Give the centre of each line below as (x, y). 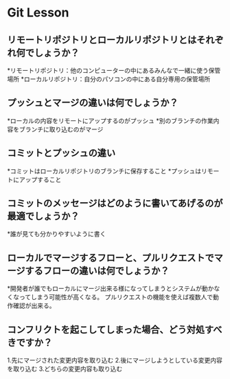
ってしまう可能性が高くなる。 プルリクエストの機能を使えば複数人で (116, 297)
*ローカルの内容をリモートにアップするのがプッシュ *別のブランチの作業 (110, 120)
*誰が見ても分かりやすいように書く (57, 234)
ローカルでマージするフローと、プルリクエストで (111, 258)
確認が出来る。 (34, 306)
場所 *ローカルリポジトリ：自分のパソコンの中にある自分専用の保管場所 (109, 79)
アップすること (40, 180)
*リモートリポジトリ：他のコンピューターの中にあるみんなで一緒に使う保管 (114, 71)
